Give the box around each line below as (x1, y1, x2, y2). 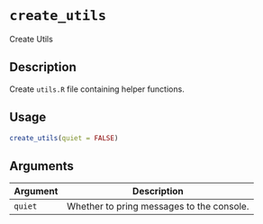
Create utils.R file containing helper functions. (9, 84, 185, 94)
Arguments (9, 158, 75, 174)
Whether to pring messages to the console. (67, 201, 249, 213)
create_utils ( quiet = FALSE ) (9, 133, 119, 142)
